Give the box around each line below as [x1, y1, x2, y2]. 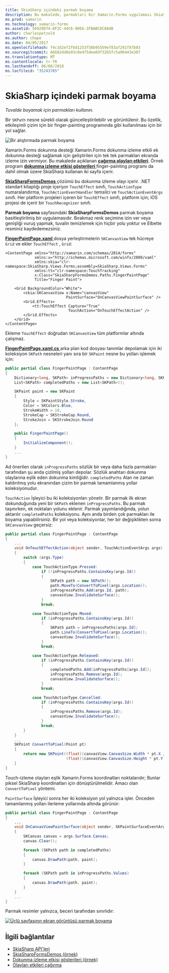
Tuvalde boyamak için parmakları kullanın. [5, 107, 94, 113]
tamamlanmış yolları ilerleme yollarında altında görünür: [5, 800, 120, 806]
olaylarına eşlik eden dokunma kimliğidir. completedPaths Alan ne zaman [5, 474, 154, 480]
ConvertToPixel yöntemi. [5, 785, 56, 791]
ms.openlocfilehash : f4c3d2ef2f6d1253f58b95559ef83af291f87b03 [5, 45, 141, 50]
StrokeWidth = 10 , [23, 408, 62, 413]
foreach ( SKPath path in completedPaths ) [23, 847, 112, 853]
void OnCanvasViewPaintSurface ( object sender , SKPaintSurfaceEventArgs [14, 824, 167, 830]
